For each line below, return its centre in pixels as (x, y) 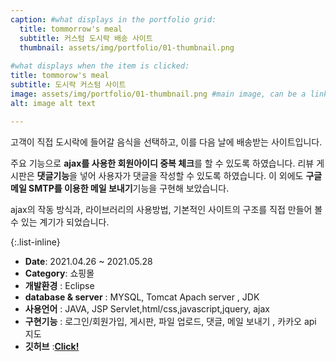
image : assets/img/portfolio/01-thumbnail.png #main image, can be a (158, 94)
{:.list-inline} (35, 242)
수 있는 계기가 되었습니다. (60, 222)
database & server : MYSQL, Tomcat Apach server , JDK (142, 297)
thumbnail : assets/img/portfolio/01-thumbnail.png (127, 47)
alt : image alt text (53, 103)
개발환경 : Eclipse (59, 285)
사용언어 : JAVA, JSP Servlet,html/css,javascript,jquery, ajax (147, 308)
